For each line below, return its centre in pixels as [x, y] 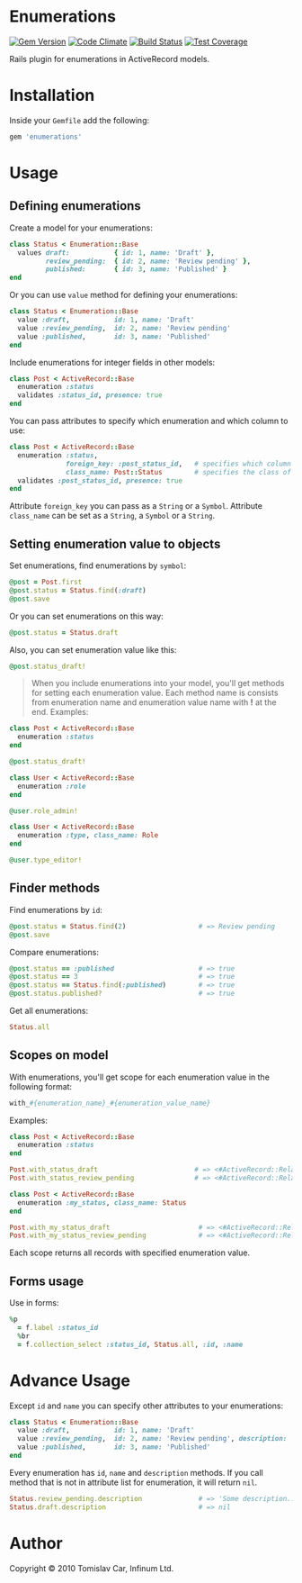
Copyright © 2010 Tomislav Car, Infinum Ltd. [92, 1568]
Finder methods [55, 888]
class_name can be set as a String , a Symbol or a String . [112, 516]
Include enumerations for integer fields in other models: [112, 362]
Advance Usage [70, 1380]
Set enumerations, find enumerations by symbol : [98, 565]
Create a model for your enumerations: [81, 228]
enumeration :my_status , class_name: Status [102, 1203]
